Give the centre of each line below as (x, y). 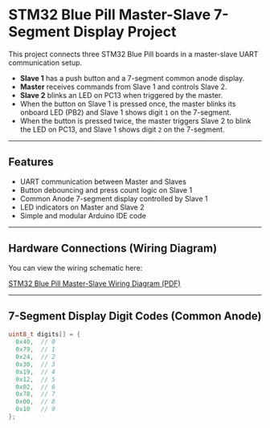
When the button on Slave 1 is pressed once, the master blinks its (128, 104)
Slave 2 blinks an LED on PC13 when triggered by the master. (121, 95)
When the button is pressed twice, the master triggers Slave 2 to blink (135, 120)
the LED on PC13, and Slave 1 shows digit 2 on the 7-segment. (122, 129)
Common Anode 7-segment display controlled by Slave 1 (114, 198)
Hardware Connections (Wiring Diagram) (113, 249)
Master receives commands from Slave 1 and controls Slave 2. (123, 87)
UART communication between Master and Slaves (103, 181)
